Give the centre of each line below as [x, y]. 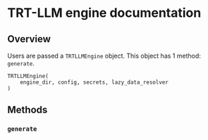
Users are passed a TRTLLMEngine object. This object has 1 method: [104, 56]
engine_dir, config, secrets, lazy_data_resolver [94, 82]
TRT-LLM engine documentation [104, 13]
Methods [27, 110]
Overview [29, 39]
